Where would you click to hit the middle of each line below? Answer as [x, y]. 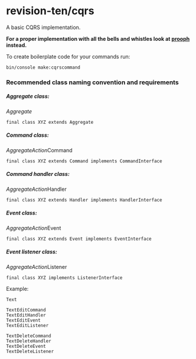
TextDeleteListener [30, 351]
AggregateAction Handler [36, 189]
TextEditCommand [26, 310]
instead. [17, 45]
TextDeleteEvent [26, 346]
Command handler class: [38, 174]
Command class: [27, 135]
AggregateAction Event [34, 228]
